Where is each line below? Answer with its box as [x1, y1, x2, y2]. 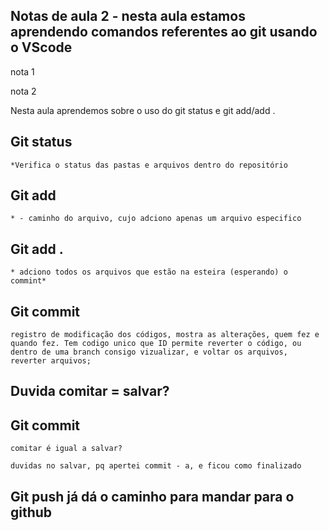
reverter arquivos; [10, 356, 92, 366]
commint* [10, 276, 47, 286]
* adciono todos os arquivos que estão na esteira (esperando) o [10, 267, 288, 278]
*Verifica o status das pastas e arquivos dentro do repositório [10, 160, 288, 170]
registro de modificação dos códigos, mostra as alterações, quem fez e [10, 330, 320, 340]
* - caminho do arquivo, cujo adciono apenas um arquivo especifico [10, 214, 302, 224]
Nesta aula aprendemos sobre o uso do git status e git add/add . [10, 104, 276, 116]
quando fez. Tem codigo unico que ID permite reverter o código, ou [10, 339, 302, 349]
